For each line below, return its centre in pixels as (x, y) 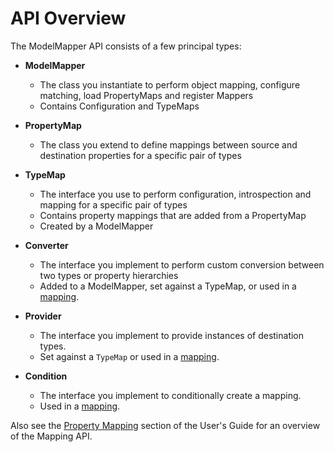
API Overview (68, 18)
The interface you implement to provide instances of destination (172, 335)
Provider (43, 316)
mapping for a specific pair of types (113, 204)
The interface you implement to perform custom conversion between (182, 264)
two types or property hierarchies (109, 275)
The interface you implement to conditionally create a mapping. (170, 395)
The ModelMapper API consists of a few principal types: (126, 46)
